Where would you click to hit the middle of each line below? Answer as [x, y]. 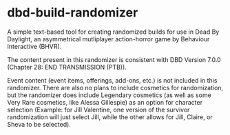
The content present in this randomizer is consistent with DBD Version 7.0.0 [114, 59]
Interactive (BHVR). [34, 46]
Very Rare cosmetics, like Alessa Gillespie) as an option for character [105, 102]
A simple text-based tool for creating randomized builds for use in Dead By [113, 32]
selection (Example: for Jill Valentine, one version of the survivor [98, 110]
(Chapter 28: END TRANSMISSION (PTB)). [67, 67]
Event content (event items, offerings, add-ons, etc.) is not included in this [112, 80]
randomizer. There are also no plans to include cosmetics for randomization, [115, 87]
